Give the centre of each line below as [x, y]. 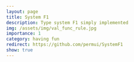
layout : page [22, 12]
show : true [20, 50]
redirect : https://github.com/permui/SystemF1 [65, 45]
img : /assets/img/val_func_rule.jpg [51, 28]
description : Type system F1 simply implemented [67, 22]
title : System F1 [28, 17]
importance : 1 [24, 34]
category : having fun [33, 39]
